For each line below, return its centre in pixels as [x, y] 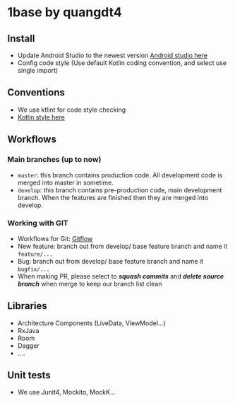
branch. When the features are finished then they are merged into [113, 197]
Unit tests [29, 375]
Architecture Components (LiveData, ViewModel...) [91, 323]
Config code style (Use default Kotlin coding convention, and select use [122, 63]
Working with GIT [38, 223]
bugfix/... [34, 269]
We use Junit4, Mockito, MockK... [66, 392]
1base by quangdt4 [65, 12]
